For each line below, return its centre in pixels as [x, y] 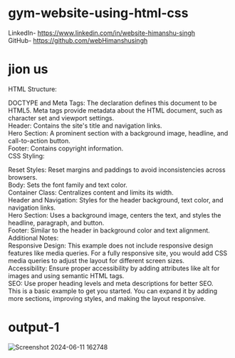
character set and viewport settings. [61, 118]
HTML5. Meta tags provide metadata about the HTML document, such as [115, 110]
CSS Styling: [26, 155]
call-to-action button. [39, 140]
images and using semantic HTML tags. [66, 275]
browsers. [23, 177]
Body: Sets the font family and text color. [68, 185]
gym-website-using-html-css [98, 13]
